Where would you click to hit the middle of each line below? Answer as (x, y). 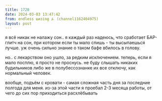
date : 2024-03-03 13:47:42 (33, 14)
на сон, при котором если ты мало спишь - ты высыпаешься (81, 43)
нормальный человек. (28, 73)
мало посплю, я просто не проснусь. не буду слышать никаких (71, 63)
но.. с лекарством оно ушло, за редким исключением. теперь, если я (78, 58)
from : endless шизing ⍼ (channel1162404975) (52, 19)
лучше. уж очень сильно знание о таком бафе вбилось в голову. (73, 48)
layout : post (18, 23)
